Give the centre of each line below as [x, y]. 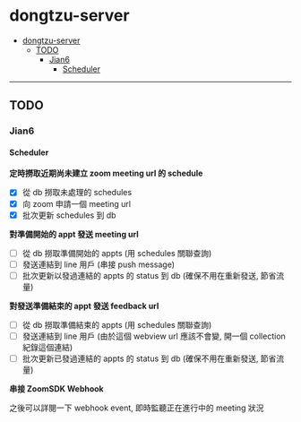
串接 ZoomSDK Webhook [57, 389]
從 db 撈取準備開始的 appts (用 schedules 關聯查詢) [117, 253]
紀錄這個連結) [47, 347]
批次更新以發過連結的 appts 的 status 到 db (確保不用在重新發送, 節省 [149, 275]
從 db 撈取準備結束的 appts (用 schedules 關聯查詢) [117, 324]
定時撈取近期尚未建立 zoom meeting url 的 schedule [106, 173]
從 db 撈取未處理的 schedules [77, 193]
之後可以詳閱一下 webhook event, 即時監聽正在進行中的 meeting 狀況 [137, 408]
